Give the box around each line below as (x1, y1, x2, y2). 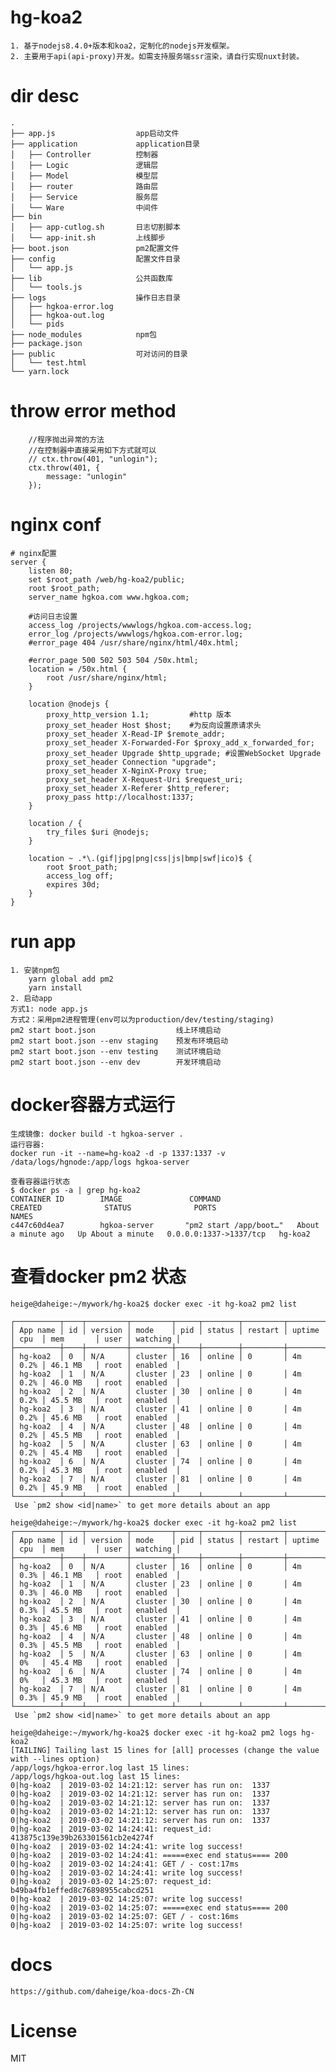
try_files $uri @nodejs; (46, 827, 150, 837)
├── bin (10, 211, 43, 221)
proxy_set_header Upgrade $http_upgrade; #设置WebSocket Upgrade (46, 748, 322, 758)
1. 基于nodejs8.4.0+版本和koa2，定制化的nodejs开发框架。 (10, 41, 235, 51)
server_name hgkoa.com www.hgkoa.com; (28, 592, 190, 602)
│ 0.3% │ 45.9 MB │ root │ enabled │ (10, 1692, 182, 1703)
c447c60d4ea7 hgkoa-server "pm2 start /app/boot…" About (10, 1220, 320, 1230)
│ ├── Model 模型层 (10, 171, 159, 181)
